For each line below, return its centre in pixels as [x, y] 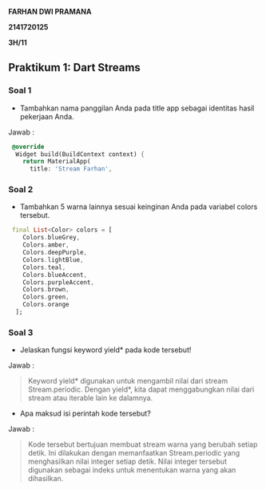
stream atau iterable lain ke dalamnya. [90, 398]
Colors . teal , [44, 267]
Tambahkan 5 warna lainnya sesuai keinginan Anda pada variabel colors [139, 207]
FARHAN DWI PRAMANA [50, 12]
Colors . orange [46, 305]
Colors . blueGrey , [52, 238]
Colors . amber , [46, 245]
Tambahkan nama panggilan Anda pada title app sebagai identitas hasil [137, 108]
